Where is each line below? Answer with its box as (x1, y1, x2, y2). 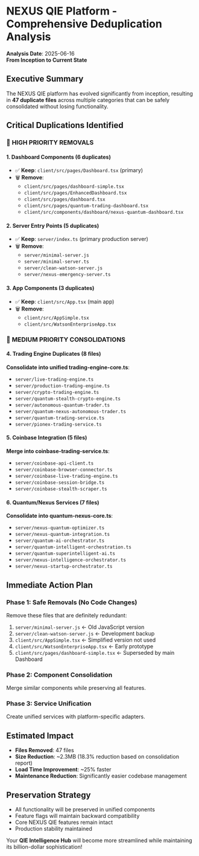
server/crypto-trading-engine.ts (14, 389, 99, 395)
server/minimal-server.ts (24, 259, 89, 265)
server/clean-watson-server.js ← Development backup (14, 629, 155, 637)
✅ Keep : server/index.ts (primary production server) (14, 236, 149, 243)
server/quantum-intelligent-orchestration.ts (14, 544, 131, 550)
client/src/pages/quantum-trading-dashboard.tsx (24, 203, 149, 209)
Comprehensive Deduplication (6, 17, 163, 31)
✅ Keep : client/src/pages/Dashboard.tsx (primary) (14, 167, 144, 174)
